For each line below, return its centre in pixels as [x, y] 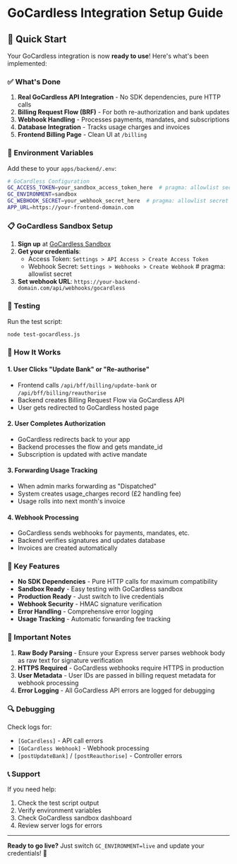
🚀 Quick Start [37, 39]
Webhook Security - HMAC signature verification [90, 604]
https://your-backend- [107, 282]
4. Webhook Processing [43, 517]
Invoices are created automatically [67, 548]
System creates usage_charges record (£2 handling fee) [99, 493]
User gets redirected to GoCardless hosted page [88, 407]
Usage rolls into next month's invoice [71, 501]
